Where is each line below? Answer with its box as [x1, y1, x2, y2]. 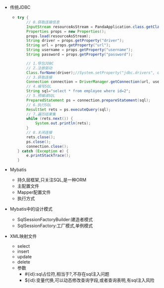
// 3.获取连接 [26, 75, 53, 80]
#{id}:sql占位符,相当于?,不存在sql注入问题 [24, 271, 110, 277]
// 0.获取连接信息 [26, 19, 60, 25]
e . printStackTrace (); [26, 153, 71, 158]
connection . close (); [26, 144, 69, 149]
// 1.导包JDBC [26, 61, 54, 66]
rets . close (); [26, 134, 55, 140]
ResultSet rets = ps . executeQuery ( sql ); [26, 107, 111, 112]
